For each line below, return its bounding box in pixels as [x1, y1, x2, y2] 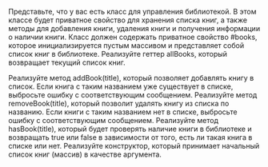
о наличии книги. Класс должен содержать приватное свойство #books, [8, 32, 258, 42]
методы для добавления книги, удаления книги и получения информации [8, 24, 261, 33]
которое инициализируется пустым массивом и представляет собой [8, 41, 245, 50]
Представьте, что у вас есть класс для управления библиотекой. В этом [8, 7, 257, 16]
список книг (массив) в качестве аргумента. [8, 149, 162, 159]
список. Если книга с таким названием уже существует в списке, [8, 82, 234, 91]
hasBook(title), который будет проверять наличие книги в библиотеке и [8, 124, 252, 133]
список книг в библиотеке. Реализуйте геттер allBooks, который [8, 50, 228, 58]
